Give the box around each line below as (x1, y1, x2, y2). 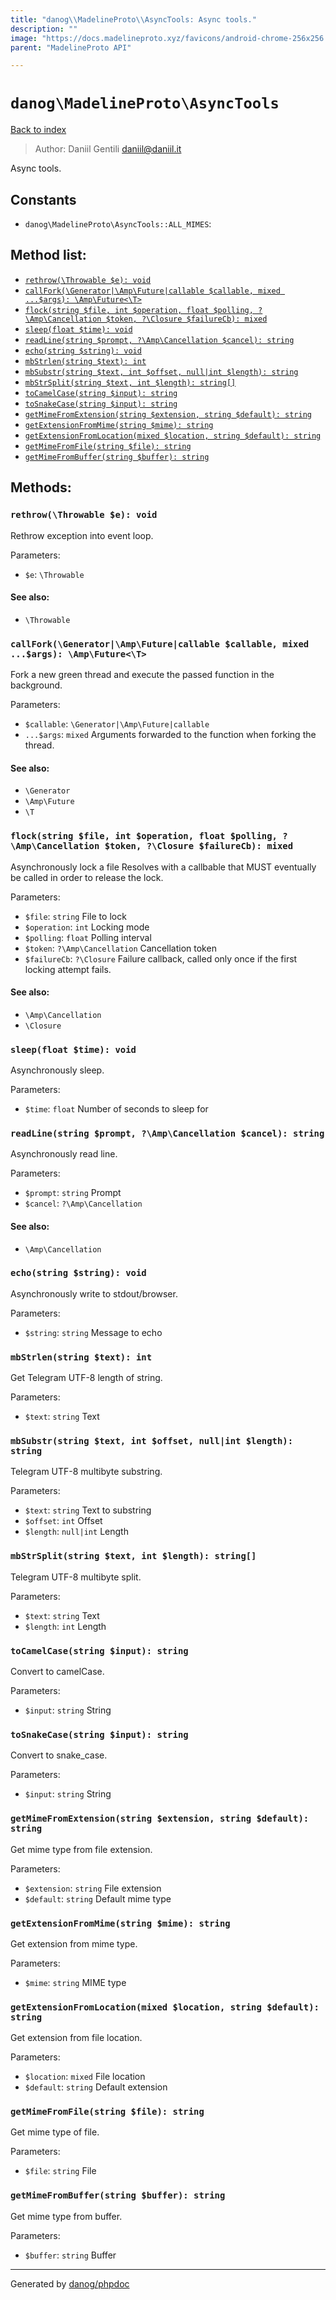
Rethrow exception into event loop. (10, 529, 154, 541)
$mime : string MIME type (24, 1976, 127, 1988)
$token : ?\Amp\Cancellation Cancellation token (24, 942, 217, 954)
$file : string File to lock (24, 910, 127, 922)
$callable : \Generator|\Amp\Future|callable (24, 718, 210, 730)
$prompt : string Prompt (24, 1187, 122, 1199)
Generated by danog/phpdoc (10, 2277, 130, 2290)
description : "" (10, 24, 78, 34)
